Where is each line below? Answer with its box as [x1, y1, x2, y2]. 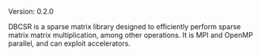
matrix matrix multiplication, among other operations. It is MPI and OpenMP [8, 31, 253, 39]
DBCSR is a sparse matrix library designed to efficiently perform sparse [8, 22, 241, 31]
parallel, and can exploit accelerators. [8, 39, 130, 48]
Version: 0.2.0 [8, 7, 54, 16]
